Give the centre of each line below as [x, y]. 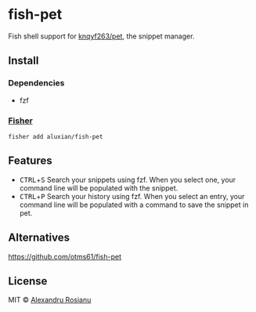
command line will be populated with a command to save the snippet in [134, 205]
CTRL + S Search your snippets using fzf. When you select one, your [128, 180]
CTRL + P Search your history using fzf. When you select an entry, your [132, 196]
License [28, 281]
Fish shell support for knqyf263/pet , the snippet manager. [101, 36]
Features [30, 161]
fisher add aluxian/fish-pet [56, 136]
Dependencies [36, 83]
